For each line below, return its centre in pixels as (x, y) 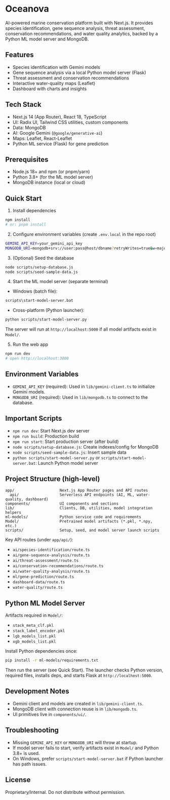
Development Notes (37, 691)
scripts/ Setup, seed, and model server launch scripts (82, 530)
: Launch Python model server (67, 463)
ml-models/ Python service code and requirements (73, 517)
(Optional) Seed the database (43, 258)
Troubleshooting (32, 730)
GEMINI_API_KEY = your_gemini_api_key (44, 244)
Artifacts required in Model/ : (34, 615)
